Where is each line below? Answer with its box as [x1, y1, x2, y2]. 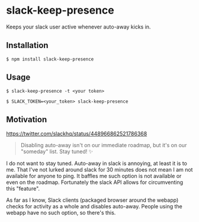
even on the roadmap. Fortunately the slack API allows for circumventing [6, 179, 184, 186]
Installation [6, 40, 49, 50]
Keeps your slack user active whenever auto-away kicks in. [6, 23, 151, 30]
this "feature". [6, 185, 40, 192]
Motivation [6, 114, 47, 125]
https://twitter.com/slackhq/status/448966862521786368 [6, 130, 147, 137]
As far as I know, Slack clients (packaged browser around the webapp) [6, 196, 179, 204]
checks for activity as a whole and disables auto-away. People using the [6, 203, 182, 210]
